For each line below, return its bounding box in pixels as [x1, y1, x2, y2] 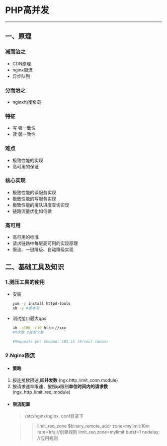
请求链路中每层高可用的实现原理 [12, 240, 78, 246]
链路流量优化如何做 [12, 208, 52, 214]
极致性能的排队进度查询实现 [12, 202, 70, 208]
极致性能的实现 [12, 157, 43, 163]
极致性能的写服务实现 [12, 196, 56, 202]
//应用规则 [37, 435, 58, 442]
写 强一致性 [12, 125, 36, 131]
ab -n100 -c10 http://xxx [12, 325, 66, 330]
